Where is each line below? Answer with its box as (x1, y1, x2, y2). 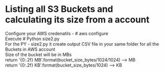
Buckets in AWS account (5, 46, 55, 52)
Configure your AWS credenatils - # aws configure (5, 30, 109, 36)
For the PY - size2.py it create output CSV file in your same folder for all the (5, 41, 160, 47)
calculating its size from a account (5, 14, 150, 25)
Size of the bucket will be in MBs (5, 51, 72, 58)
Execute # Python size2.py (5, 36, 60, 42)
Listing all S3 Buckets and (5, 3, 113, 15)
